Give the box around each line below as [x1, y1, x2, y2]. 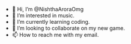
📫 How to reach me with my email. [11, 32, 99, 38]
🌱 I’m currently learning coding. [11, 18, 90, 25]
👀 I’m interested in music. [11, 12, 75, 19]
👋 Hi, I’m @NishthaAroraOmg [11, 6, 84, 12]
